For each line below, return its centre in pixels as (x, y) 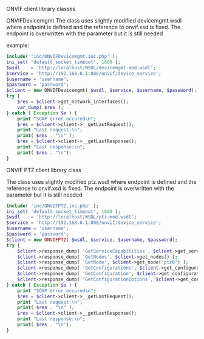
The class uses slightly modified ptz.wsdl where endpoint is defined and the (101, 181)
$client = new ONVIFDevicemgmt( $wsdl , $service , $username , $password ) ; (102, 91)
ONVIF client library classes (41, 9)
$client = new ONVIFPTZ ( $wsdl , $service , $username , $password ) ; (92, 240)
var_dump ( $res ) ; (40, 107)
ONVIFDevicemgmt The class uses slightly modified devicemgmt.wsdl (94, 20)
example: (18, 45)
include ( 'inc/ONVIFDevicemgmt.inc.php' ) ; (62, 57)
